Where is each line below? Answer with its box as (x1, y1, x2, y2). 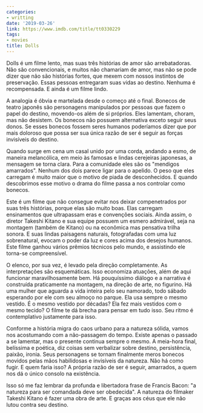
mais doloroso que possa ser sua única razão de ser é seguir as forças (6, 129, 183, 137)
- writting (6, 15, 34, 21)
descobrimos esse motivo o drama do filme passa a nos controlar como (6, 180, 185, 187)
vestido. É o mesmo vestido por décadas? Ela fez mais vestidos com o (6, 300, 182, 307)
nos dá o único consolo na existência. (6, 370, 101, 377)
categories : (6, 9, 36, 15)
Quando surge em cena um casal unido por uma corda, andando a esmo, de (6, 147, 196, 155)
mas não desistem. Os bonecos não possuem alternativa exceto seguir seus (6, 116, 197, 123)
